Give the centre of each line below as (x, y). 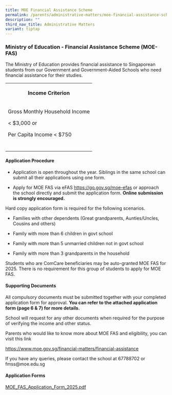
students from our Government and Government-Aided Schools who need (83, 70)
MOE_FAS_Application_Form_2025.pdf (46, 387)
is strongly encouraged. (39, 198)
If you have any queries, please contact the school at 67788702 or (75, 358)
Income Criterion (49, 93)
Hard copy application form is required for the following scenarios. (75, 208)
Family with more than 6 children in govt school (63, 233)
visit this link (18, 339)
